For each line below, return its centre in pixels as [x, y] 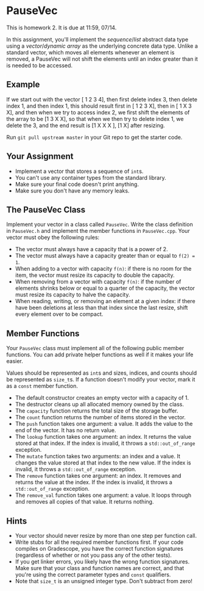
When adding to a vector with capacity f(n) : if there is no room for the [103, 269]
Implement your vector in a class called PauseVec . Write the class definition [100, 224]
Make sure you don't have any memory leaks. [72, 191]
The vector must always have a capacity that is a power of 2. [92, 249]
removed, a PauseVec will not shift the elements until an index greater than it [102, 59]
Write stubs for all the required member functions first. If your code [99, 542]
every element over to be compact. [59, 314]
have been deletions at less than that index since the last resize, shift [101, 308]
